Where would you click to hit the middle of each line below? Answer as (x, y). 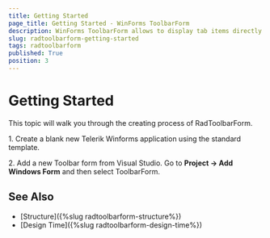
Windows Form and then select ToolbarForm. (84, 171)
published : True (36, 53)
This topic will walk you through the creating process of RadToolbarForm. (131, 123)
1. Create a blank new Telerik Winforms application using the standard (124, 139)
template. (24, 147)
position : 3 (28, 61)
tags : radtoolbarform (45, 46)
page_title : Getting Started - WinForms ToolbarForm (99, 23)
